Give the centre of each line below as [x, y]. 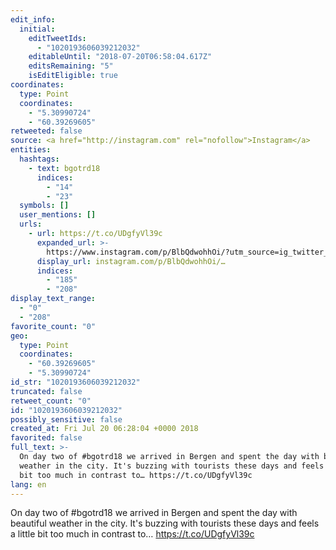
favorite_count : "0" [53, 326]
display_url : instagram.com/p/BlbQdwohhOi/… [131, 261]
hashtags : [39, 159]
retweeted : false [46, 131]
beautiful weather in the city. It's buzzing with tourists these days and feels [165, 523]
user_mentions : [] [58, 215]
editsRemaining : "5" [71, 66]
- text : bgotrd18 [64, 168]
